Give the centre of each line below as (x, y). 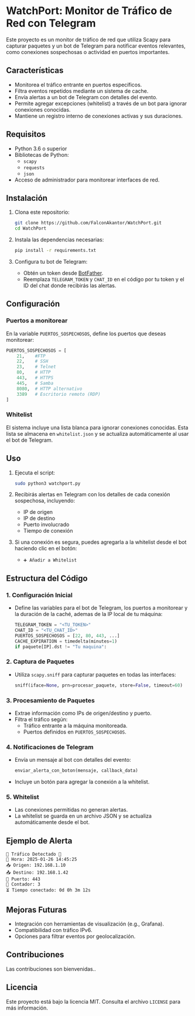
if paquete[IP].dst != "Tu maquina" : (61, 647)
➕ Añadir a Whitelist (50, 560)
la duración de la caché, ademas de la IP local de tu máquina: (88, 614)
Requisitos (26, 134)
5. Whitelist (23, 797)
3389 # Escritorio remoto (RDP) (59, 394)
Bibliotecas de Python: (42, 154)
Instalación (27, 198)
